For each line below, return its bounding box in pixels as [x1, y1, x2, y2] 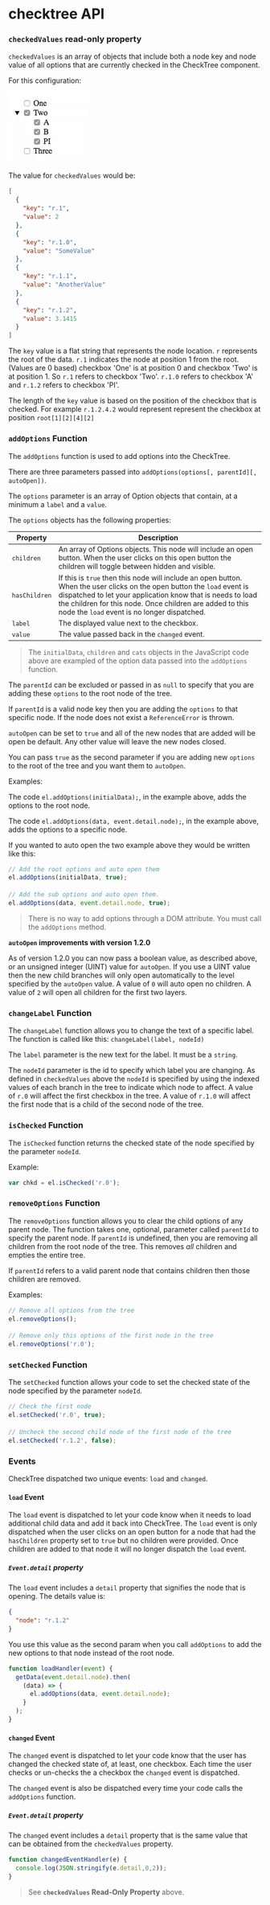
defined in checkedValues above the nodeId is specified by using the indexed [8, 1074, 260, 1084]
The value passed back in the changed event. [58, 629, 205, 639]
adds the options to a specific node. [8, 825, 128, 834]
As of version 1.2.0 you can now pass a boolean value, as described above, [8, 953, 258, 963]
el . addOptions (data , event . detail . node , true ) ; [8, 899, 171, 907]
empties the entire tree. [8, 1250, 86, 1260]
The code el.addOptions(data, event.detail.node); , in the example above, [8, 816, 260, 825]
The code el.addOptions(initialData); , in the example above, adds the [8, 792, 247, 801]
